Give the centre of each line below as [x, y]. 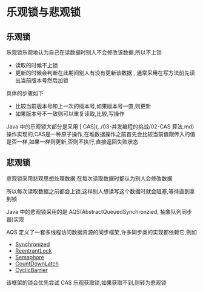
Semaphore [29, 257]
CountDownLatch [37, 264]
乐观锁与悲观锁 [44, 12]
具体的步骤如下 [25, 93]
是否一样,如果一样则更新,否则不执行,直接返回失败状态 [72, 142]
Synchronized [32, 244]
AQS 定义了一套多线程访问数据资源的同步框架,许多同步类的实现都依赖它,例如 [101, 232]
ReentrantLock [33, 251]
